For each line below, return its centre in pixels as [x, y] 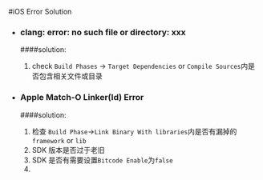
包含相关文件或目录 [71, 76]
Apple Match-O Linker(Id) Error [82, 98]
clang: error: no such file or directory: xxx [103, 32]
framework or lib [59, 140]
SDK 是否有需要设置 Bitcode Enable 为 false [103, 160]
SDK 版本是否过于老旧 [69, 150]
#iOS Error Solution [40, 12]
